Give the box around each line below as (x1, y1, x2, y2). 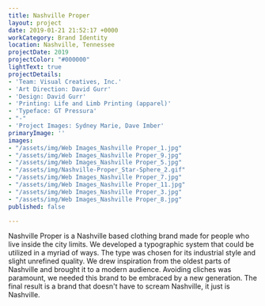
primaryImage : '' (8, 129, 66, 137)
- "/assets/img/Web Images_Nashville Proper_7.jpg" (8, 173, 182, 182)
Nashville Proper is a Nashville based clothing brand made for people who (8, 231, 250, 241)
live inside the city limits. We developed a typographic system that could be (8, 240, 255, 249)
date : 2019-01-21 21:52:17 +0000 (8, 26, 119, 34)
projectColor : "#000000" (8, 56, 90, 64)
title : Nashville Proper (8, 11, 90, 20)
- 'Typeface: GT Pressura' (8, 108, 97, 115)
